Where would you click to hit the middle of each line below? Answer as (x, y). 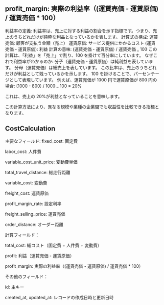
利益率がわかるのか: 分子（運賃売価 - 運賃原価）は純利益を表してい (81, 61)
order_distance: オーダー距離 (34, 224)
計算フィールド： (22, 235)
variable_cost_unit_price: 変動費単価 (41, 162)
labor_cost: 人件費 (23, 152)
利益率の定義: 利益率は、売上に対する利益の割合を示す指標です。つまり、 (79, 30)
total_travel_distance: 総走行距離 (38, 172)
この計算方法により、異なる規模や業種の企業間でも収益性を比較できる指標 (80, 106)
